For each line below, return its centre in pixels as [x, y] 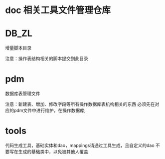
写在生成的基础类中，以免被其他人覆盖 [49, 151]
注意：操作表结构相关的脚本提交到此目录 [47, 58]
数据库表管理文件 [23, 93]
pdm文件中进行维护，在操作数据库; [50, 110]
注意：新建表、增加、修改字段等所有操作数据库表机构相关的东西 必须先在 [80, 104]
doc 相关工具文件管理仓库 [58, 10]
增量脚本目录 [18, 48]
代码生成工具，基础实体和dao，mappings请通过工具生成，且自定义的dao [80, 145]
